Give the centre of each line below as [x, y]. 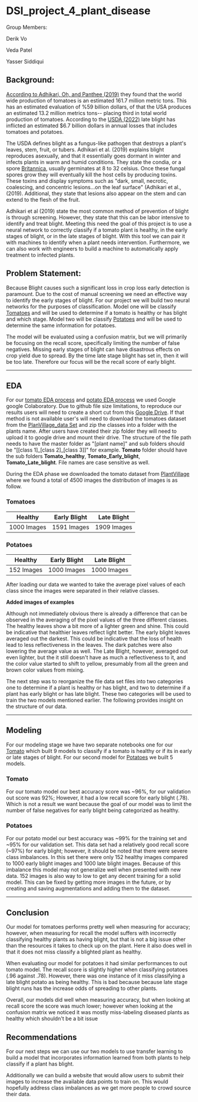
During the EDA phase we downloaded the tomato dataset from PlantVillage [98, 474]
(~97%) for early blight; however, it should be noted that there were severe [97, 851]
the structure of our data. [37, 706]
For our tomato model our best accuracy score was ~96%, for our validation [98, 792]
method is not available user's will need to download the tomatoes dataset [96, 419]
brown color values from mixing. [45, 670]
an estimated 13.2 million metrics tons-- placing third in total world [86, 113]
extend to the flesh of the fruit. [43, 199]
